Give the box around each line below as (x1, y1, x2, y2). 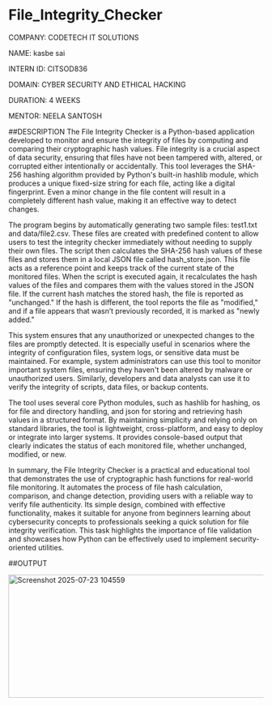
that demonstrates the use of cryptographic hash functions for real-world (8, 473, 253, 483)
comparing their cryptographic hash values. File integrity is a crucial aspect (8, 143, 261, 153)
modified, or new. (8, 449, 67, 459)
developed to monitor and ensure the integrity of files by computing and (8, 135, 249, 145)
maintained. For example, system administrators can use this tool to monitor (8, 356, 261, 366)
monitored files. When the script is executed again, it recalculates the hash (8, 272, 257, 281)
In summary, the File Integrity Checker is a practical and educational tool (8, 464, 250, 475)
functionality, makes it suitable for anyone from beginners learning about (8, 508, 251, 518)
